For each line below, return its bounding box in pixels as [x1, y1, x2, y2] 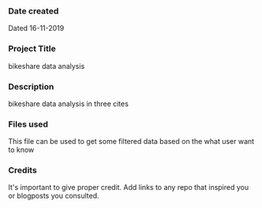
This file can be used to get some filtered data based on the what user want [8, 137, 255, 146]
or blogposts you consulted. [8, 191, 100, 201]
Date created [8, 6, 59, 17]
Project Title [8, 43, 57, 55]
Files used [8, 119, 49, 130]
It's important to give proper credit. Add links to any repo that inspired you [8, 183, 249, 192]
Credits [8, 165, 37, 176]
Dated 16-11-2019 [8, 24, 65, 33]
